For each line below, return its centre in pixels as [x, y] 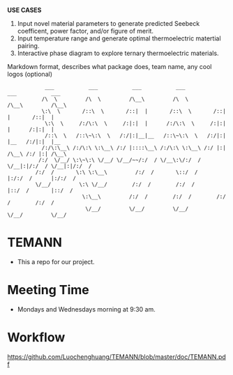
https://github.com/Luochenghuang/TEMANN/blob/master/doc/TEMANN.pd [117, 357]
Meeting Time [48, 290]
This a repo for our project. [56, 261]
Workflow [36, 338]
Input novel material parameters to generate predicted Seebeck [108, 23]
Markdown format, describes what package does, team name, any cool [110, 67]
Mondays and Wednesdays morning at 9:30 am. [86, 309]
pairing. [28, 46]
